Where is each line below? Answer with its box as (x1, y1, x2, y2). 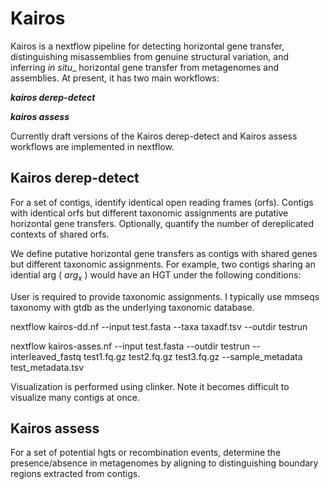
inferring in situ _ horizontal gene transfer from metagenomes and (10, 61, 280, 73)
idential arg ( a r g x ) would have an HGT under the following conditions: (10, 268, 302, 283)
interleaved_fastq (10, 350, 82, 362)
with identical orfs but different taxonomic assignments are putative (10, 207, 289, 219)
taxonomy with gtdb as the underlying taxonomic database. (10, 301, 255, 313)
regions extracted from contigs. (10, 468, 141, 480)
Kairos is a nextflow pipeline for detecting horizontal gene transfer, (10, 40, 285, 52)
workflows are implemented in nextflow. (10, 140, 175, 152)
